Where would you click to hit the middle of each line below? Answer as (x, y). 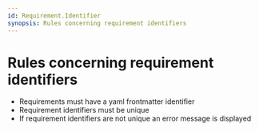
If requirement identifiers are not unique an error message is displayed (135, 119)
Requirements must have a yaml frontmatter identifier (107, 101)
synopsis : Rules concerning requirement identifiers (97, 23)
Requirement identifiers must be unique (84, 110)
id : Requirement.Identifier (54, 16)
